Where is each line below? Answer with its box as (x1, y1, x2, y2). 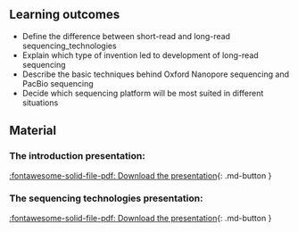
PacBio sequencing (21, 78, 94, 88)
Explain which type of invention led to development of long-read (21, 49, 259, 61)
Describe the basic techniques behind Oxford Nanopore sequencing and (21, 69, 290, 79)
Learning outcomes (9, 7, 120, 22)
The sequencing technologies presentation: (9, 192, 203, 204)
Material (9, 123, 56, 138)
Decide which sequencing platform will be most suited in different (21, 87, 264, 98)
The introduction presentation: (9, 150, 145, 162)
